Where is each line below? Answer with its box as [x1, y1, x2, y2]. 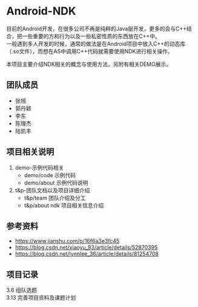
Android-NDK [6, 4, 76, 18]
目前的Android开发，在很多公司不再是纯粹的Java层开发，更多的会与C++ [6, 25, 186, 32]
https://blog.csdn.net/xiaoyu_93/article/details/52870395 [15, 244, 158, 251]
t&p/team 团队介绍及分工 [24, 194, 86, 201]
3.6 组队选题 [6, 286, 38, 294]
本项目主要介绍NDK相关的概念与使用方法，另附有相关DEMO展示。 [6, 60, 171, 68]
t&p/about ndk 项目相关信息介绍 [24, 201, 104, 209]
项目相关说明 [6, 147, 54, 157]
